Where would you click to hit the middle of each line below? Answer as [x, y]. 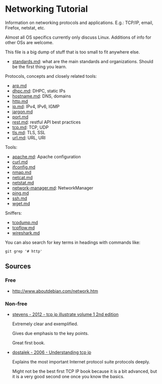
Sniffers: [13, 213]
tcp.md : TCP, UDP [30, 127]
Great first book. [29, 343]
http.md [20, 101]
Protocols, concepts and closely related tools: [51, 76]
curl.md [20, 162]
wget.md [21, 203]
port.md [20, 117]
